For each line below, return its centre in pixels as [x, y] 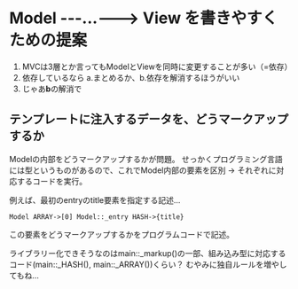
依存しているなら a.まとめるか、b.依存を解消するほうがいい [131, 77]
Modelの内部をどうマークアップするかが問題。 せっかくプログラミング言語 [146, 159]
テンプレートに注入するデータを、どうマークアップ [149, 119]
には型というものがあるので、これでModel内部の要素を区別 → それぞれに [143, 170]
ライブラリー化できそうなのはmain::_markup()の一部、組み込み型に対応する [148, 253]
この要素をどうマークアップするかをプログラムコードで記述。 [122, 234]
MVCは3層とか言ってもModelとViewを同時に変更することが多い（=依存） [157, 66]
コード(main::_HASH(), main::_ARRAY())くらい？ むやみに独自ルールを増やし [148, 264]
